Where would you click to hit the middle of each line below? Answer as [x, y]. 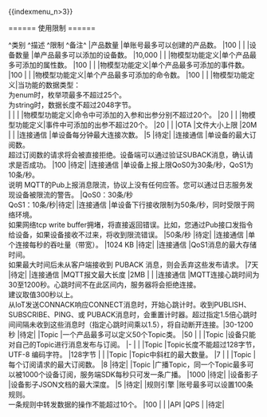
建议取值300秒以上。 [43, 294]
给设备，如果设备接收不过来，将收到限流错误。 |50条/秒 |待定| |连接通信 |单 [132, 234]
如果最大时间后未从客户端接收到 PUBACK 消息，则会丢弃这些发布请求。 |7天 [133, 264]
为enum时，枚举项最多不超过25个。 [67, 95]
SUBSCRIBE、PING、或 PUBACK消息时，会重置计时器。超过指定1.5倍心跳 [129, 314]
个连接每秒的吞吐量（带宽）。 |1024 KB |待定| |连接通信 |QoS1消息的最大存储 [133, 244]
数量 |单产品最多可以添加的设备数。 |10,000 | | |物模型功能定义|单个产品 [132, 55]
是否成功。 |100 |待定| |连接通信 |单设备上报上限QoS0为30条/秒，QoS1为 [134, 165]
